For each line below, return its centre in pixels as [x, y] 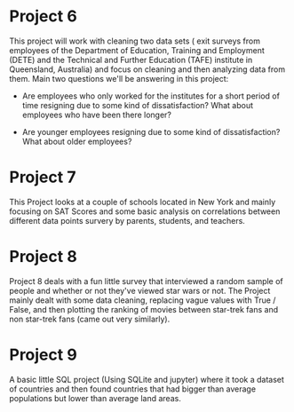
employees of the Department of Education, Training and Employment [137, 50]
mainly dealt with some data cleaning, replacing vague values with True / [143, 300]
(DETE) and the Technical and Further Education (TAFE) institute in [131, 59]
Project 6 [43, 16]
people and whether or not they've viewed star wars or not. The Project [140, 290]
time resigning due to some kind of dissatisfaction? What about [138, 105]
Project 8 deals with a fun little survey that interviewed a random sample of [147, 281]
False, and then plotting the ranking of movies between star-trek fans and [143, 309]
